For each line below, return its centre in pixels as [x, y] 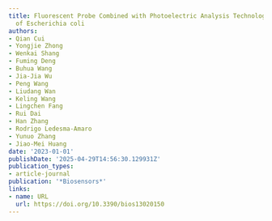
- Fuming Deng [32, 62]
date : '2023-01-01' [41, 151]
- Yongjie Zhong [36, 46]
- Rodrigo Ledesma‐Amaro [50, 129]
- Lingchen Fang [36, 106]
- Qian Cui [27, 38]
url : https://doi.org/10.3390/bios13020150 [90, 204]
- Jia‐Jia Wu [30, 76]
